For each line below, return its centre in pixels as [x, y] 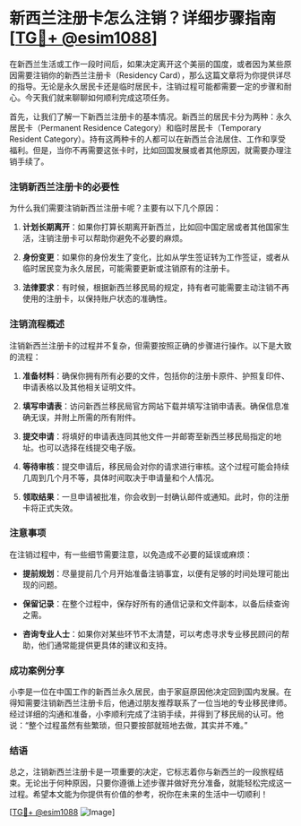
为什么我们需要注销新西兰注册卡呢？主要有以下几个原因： [115, 208]
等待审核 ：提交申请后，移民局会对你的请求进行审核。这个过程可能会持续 [155, 466]
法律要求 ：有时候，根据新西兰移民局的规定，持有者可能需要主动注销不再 [155, 288]
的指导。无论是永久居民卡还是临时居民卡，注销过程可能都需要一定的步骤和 [146, 86]
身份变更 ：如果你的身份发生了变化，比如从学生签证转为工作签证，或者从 [155, 257]
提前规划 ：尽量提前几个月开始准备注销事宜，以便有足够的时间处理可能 [152, 573]
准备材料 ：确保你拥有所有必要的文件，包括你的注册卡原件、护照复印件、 [155, 375]
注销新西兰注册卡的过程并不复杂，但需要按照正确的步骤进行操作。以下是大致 [150, 345]
